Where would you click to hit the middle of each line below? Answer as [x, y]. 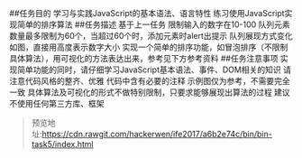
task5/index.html [63, 144]
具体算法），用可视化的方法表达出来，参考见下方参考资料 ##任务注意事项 [144, 58]
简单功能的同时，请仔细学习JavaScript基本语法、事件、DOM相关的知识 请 [154, 70]
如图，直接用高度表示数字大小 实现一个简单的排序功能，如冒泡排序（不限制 [149, 47]
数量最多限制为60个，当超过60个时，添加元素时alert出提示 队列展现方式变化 [151, 36]
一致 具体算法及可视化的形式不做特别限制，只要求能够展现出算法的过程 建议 [150, 92]
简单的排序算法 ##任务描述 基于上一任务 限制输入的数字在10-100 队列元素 [153, 24]
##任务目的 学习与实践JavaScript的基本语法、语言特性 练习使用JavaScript [147, 13]
